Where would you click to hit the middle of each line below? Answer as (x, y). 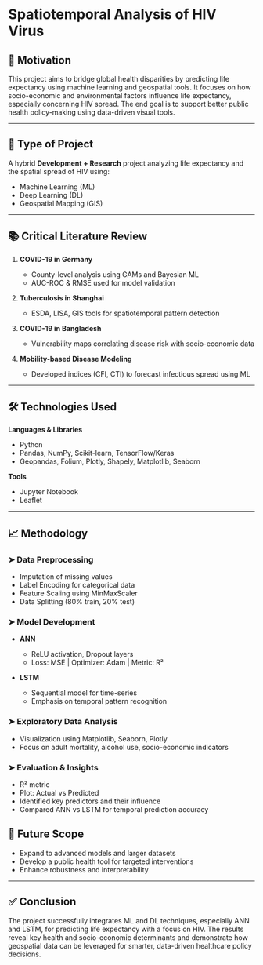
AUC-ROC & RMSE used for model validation (103, 282)
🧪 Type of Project (51, 144)
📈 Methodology (48, 533)
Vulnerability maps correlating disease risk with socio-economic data (143, 344)
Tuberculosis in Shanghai (61, 298)
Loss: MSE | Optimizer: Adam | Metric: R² (97, 663)
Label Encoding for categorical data (77, 585)
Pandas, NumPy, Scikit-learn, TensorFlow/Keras (97, 453)
